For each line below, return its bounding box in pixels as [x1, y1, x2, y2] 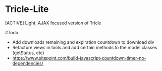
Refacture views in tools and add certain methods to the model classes [12, 44, 158, 50]
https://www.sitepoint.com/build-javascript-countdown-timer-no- [12, 55, 146, 61]
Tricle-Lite [5, 3, 49, 15]
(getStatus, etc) [12, 50, 45, 56]
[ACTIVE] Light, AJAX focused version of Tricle [5, 20, 102, 26]
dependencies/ [12, 60, 44, 66]
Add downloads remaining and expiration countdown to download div [12, 39, 155, 45]
